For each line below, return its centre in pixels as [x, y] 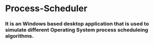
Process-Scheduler [46, 9]
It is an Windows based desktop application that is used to [77, 24]
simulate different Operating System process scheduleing [77, 30]
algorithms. [19, 36]
